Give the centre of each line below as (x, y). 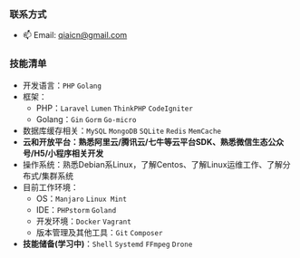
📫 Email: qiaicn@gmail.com (75, 35)
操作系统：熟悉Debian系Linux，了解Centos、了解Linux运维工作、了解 (153, 164)
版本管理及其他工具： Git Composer (99, 232)
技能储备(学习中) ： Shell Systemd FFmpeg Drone (107, 244)
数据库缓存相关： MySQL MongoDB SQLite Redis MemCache (122, 130)
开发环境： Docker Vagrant (83, 221)
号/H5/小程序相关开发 (63, 153)
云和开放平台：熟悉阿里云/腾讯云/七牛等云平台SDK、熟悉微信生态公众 (153, 141)
